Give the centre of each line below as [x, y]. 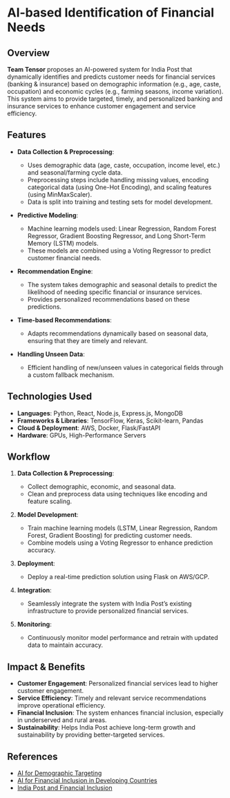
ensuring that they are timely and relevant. [88, 340]
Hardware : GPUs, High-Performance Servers [82, 435]
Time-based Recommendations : [64, 320]
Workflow [29, 457]
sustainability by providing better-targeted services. [91, 735]
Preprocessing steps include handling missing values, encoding [118, 179]
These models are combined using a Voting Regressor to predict [119, 251]
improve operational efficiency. [61, 705]
